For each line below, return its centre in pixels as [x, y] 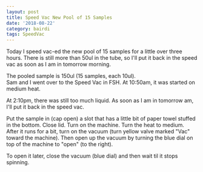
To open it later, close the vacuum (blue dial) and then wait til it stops [92, 156]
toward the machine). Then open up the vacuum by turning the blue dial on [100, 138]
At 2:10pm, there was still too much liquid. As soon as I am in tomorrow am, [100, 101]
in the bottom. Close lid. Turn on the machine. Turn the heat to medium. [95, 125]
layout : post [23, 12]
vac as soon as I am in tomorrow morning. [58, 65]
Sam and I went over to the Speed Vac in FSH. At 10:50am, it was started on [101, 83]
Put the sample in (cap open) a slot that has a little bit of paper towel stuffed [101, 119]
